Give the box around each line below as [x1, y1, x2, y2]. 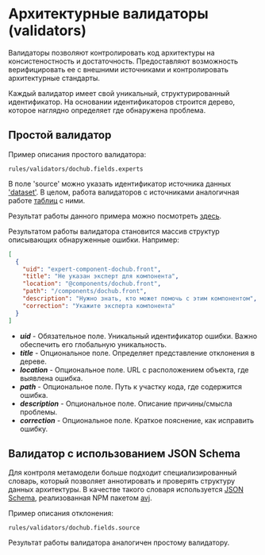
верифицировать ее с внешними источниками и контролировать [8, 64, 229, 74]
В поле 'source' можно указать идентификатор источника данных [8, 179, 232, 188]
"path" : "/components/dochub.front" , [22, 287, 148, 295]
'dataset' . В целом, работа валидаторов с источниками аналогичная [8, 187, 240, 197]
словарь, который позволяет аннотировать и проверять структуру [8, 476, 236, 486]
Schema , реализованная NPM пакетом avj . [8, 493, 152, 503]
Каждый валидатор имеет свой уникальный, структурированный [8, 88, 230, 98]
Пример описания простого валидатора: [8, 149, 147, 159]
